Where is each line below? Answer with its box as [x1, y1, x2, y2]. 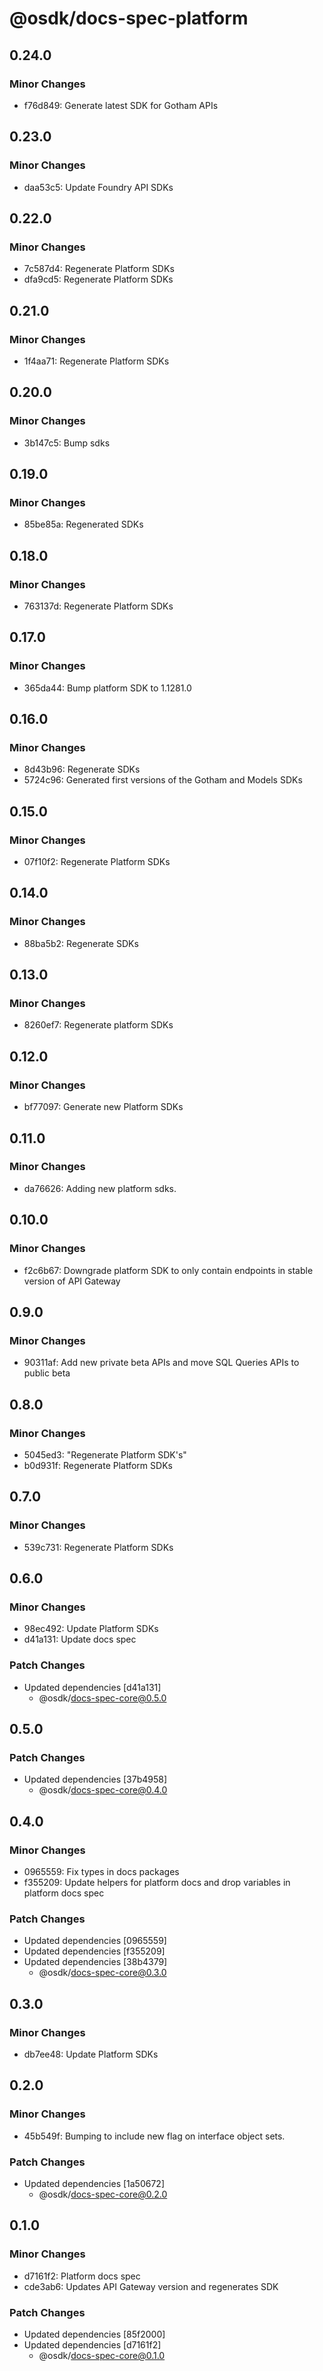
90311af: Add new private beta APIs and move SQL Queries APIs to [23, 1357, 300, 1369]
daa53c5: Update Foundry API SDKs [23, 181, 174, 193]
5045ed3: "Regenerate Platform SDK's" [23, 1448, 187, 1461]
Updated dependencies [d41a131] [23, 1681, 162, 1693]
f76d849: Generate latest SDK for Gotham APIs [23, 99, 219, 111]
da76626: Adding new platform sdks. [23, 1182, 177, 1194]
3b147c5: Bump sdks [23, 437, 111, 449]
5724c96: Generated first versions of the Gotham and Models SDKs [23, 774, 303, 786]
